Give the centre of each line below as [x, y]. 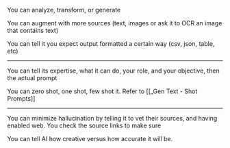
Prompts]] [21, 98]
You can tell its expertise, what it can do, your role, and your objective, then [114, 71]
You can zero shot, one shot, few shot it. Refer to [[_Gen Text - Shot [102, 91]
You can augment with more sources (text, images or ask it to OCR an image [115, 23]
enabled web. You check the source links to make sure [84, 125]
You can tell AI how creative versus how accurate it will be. [90, 139]
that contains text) [33, 30]
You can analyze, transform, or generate [64, 10]
